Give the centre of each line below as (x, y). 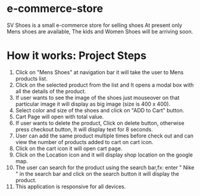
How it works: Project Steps (76, 56)
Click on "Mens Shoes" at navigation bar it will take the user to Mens (99, 72)
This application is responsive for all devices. (71, 186)
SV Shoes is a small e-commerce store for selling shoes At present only (95, 25)
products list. (32, 78)
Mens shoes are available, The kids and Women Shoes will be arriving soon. (100, 31)
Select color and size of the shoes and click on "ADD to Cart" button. (100, 110)
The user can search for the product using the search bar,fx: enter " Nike (105, 167)
